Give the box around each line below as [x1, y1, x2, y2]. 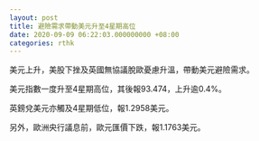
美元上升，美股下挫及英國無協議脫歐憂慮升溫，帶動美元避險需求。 [9, 64, 254, 75]
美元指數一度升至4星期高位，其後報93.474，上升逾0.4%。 [9, 83, 227, 95]
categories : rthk [9, 38, 75, 48]
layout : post [9, 13, 59, 23]
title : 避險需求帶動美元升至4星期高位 [9, 22, 136, 31]
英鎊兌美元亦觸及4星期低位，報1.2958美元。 [9, 103, 174, 114]
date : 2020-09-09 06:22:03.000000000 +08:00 [9, 30, 180, 39]
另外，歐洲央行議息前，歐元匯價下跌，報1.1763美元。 [9, 122, 206, 133]
